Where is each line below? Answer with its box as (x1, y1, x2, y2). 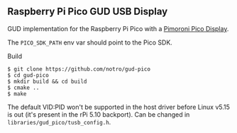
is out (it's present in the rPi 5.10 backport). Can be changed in (7, 110, 190, 119)
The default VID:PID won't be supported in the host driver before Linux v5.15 (7, 103, 231, 111)
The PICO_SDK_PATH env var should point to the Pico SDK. (7, 38, 172, 47)
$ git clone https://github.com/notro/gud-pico (7, 65, 151, 73)
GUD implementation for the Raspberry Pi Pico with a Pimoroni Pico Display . (7, 24, 229, 33)
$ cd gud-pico (7, 71, 50, 79)
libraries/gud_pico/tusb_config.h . (7, 117, 111, 126)
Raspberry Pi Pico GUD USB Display (7, 6, 168, 18)
